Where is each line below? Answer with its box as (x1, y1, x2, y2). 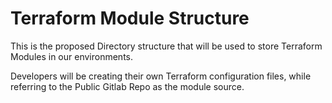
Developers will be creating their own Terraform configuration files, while (10, 70, 312, 82)
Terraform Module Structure (10, 7, 250, 30)
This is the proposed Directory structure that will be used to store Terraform (10, 40, 323, 52)
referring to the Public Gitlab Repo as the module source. (10, 80, 245, 92)
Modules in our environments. (10, 50, 134, 62)
